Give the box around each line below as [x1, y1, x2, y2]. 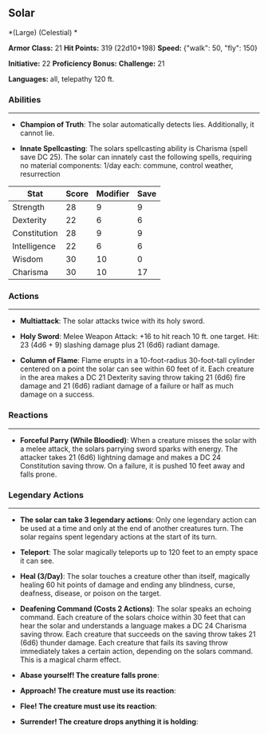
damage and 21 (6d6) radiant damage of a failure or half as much [19, 381, 234, 391]
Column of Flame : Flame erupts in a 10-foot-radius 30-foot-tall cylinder [19, 356, 255, 365]
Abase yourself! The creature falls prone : [19, 671, 160, 680]
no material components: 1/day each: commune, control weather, [19, 161, 234, 170]
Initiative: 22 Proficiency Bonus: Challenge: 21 [8, 58, 165, 68]
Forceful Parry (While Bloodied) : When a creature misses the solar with [19, 435, 257, 445]
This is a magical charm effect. [19, 655, 121, 664]
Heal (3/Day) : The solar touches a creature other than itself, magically [19, 572, 250, 580]
